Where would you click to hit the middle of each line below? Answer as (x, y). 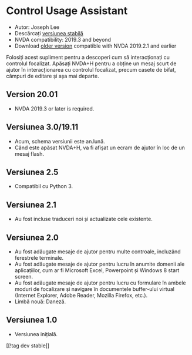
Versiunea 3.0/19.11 (42, 127)
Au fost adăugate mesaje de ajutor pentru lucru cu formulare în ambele (100, 283)
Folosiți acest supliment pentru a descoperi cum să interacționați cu (88, 57)
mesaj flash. (29, 153)
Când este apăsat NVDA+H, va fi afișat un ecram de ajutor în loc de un (100, 148)
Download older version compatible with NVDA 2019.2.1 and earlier (95, 46)
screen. (24, 277)
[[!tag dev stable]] (28, 346)
